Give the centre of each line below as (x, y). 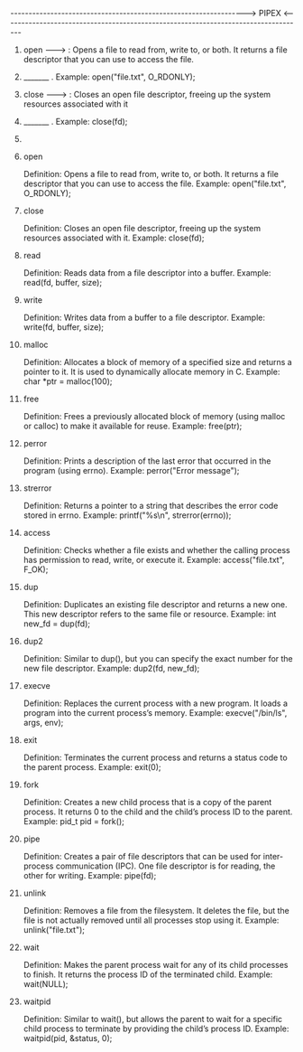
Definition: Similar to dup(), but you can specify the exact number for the (158, 658)
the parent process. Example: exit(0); (92, 767)
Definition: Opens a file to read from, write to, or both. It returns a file (151, 174)
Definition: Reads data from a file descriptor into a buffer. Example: (147, 273)
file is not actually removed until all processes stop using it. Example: (151, 920)
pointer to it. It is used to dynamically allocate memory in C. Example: (151, 371)
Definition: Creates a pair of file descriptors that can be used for (142, 856)
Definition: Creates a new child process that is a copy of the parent (147, 802)
